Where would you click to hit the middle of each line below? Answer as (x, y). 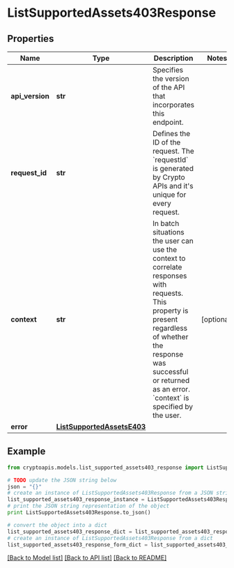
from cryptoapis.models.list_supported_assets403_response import (106, 468)
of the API (169, 87)
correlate (167, 267)
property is (170, 311)
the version (171, 79)
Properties (31, 39)
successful (170, 372)
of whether (170, 337)
